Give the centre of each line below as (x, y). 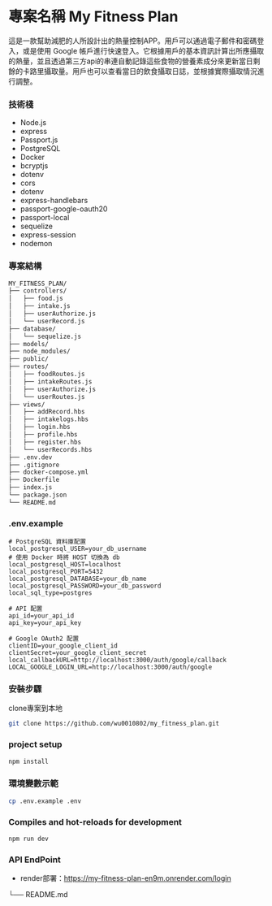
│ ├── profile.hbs (43, 435)
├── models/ (28, 344)
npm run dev (28, 839)
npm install (28, 761)
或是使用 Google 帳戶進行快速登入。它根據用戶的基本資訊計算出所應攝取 (143, 50)
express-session (48, 235)
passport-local (45, 218)
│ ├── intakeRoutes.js (50, 381)
